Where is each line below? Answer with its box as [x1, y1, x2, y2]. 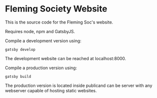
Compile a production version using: [5, 65, 77, 71]
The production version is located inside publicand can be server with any [5, 83, 153, 88]
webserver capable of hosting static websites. [5, 87, 97, 93]
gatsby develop [5, 47, 36, 52]
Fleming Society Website [5, 3, 108, 14]
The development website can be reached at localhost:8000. [5, 55, 127, 61]
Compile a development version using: [5, 37, 82, 44]
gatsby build [5, 74, 31, 79]
